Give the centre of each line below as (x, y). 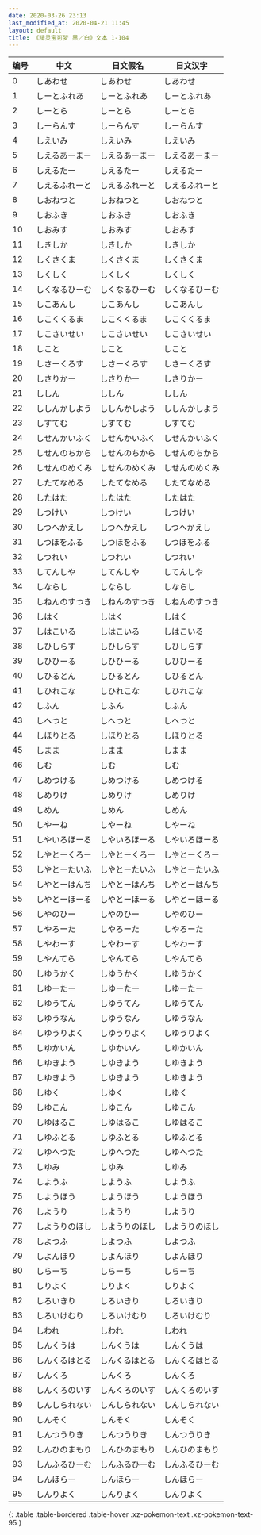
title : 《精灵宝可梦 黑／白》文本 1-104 (69, 38)
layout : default (35, 30)
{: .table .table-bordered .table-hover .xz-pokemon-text (99, 1514)
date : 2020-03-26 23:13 (48, 15)
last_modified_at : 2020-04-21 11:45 (69, 23)
